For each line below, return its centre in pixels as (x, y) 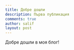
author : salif (20, 24)
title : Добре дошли (25, 10)
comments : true (21, 19)
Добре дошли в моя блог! (32, 42)
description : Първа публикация (37, 14)
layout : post (18, 28)
